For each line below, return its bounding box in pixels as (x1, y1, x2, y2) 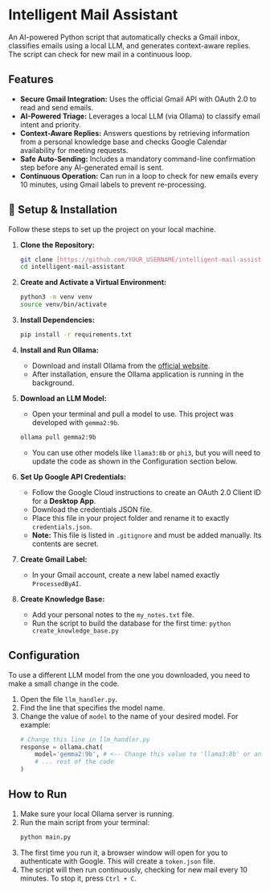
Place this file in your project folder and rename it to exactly (31, 513, 230, 522)
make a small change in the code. (8, 679, 120, 688)
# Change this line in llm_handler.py (19, 735, 150, 744)
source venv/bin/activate (19, 300, 107, 309)
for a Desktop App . (31, 496, 96, 505)
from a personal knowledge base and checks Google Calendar (19, 137, 227, 146)
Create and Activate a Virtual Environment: (19, 278, 167, 287)
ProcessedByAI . (31, 578, 82, 588)
